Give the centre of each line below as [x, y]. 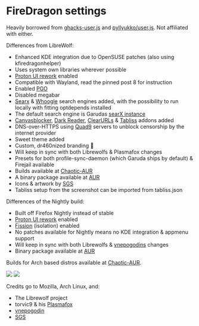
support [24, 238]
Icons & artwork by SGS [44, 184]
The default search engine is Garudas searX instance [80, 114]
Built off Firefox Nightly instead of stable [64, 213]
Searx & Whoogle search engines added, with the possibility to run [97, 101]
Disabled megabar [37, 95]
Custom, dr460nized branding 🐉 [54, 145]
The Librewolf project [41, 298]
